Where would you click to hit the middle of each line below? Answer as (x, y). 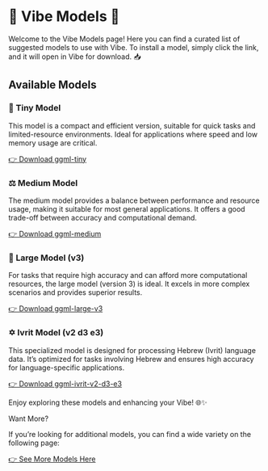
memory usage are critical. (53, 143)
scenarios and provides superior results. (75, 292)
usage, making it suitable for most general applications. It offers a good (127, 208)
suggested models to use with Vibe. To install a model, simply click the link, (134, 47)
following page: (34, 443)
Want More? (29, 418)
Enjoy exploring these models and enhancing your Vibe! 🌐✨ (108, 402)
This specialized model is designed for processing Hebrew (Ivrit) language (132, 350)
